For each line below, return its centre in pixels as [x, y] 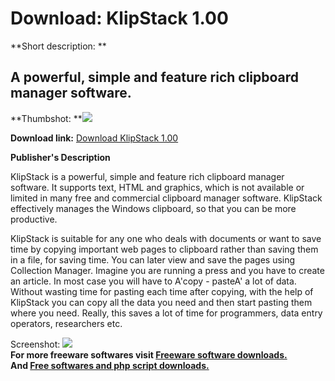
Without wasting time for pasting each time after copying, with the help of [162, 291]
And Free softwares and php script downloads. [110, 365]
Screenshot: [35, 344]
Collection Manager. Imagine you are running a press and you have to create [167, 270]
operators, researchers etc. [66, 323]
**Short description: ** [58, 46]
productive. [34, 219]
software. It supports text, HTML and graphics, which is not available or [157, 187]
